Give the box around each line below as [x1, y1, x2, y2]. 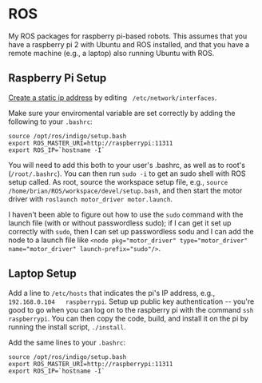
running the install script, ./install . [8, 321, 126, 332]
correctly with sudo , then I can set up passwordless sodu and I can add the [8, 226, 254, 236]
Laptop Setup [8, 267, 77, 281]
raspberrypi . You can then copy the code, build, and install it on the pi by [8, 313, 249, 323]
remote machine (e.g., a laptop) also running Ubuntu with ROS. [8, 48, 215, 58]
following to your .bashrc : [8, 117, 93, 126]
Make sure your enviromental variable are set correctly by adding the [8, 108, 236, 118]
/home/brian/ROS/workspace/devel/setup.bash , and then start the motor [8, 186, 243, 195]
